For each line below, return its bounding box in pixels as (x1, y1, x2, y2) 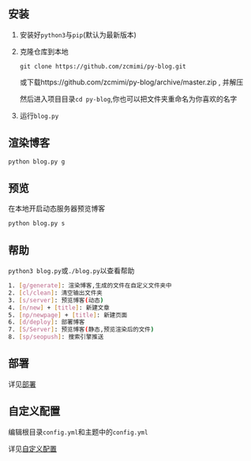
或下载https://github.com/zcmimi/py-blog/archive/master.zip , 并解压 (19, 77, 244, 87)
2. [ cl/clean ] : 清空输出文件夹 (8, 289, 103, 297)
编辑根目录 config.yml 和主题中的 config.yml (8, 427, 148, 437)
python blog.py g (8, 157, 66, 166)
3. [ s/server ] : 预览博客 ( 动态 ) (8, 296, 104, 304)
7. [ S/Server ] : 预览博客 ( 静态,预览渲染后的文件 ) (8, 326, 155, 334)
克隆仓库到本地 (19, 47, 69, 56)
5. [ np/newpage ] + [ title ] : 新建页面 (8, 311, 128, 319)
